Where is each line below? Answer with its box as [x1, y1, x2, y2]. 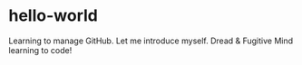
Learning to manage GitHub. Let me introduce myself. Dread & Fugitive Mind [8, 35, 294, 46]
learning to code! [8, 44, 73, 55]
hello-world [8, 5, 99, 26]
